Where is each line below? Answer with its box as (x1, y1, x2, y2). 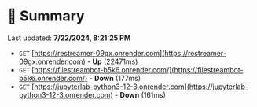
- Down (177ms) (89, 73, 141, 83)
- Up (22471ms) (86, 57, 138, 66)
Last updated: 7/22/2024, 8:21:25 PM (7, 33, 131, 42)
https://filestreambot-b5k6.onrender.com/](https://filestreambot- (34, 65, 244, 74)
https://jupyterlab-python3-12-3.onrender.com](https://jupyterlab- (34, 82, 249, 91)
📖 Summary (7, 7, 85, 25)
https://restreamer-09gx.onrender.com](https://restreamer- (34, 48, 227, 57)
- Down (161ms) (114, 90, 167, 99)
